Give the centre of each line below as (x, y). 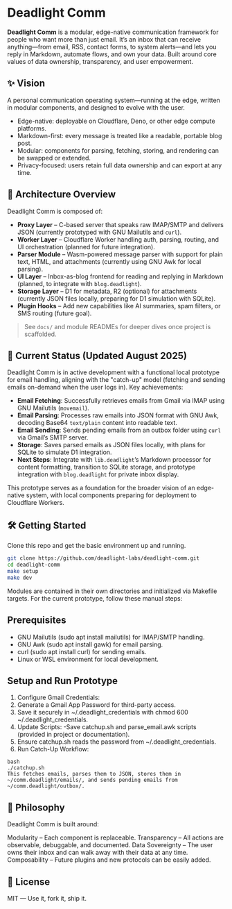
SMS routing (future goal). (54, 313)
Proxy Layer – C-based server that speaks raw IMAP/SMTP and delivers (120, 224)
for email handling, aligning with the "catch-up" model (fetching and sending (116, 380)
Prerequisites (37, 620)
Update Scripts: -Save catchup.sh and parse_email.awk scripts (107, 727)
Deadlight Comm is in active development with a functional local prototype (114, 372)
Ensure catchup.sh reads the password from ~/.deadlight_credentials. (117, 742)
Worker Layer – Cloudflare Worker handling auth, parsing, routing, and (118, 239)
